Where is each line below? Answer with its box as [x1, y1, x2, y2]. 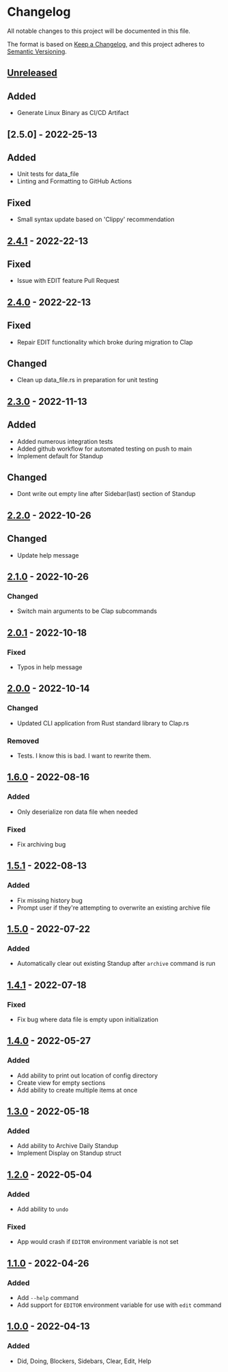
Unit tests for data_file [16, 170, 79, 178]
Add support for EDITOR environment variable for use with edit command [16, 1301, 222, 1309]
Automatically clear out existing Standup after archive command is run [16, 960, 216, 968]
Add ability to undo [16, 1205, 69, 1213]
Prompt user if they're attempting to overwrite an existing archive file [16, 903, 211, 912]
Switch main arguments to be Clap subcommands [16, 607, 157, 615]
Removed [7, 736, 40, 745]
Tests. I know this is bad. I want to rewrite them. [16, 751, 152, 760]
